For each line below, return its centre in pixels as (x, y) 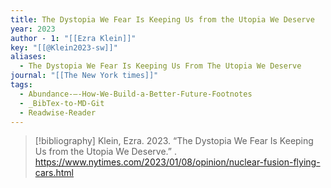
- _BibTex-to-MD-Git (62, 103)
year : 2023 (33, 29)
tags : (21, 85)
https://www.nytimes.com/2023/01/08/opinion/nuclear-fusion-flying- (177, 162)
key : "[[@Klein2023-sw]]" (64, 47)
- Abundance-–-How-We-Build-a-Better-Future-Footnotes (136, 94)
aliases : (28, 57)
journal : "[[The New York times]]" (84, 76)
